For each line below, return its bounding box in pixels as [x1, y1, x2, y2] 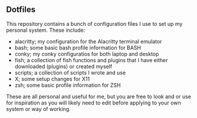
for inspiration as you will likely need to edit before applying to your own [6, 99, 181, 106]
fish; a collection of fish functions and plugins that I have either [14, 56, 168, 63]
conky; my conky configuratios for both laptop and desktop [14, 50, 159, 58]
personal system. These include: [6, 26, 86, 33]
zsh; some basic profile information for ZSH [14, 82, 121, 89]
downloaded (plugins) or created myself [14, 63, 113, 70]
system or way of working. [6, 105, 71, 112]
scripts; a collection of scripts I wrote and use [14, 69, 126, 76]
